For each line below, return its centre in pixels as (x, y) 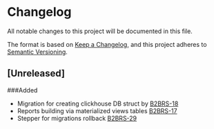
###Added (22, 90)
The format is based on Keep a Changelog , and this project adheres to (107, 44)
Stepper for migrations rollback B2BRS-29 (77, 118)
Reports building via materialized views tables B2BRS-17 (97, 110)
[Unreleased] (36, 73)
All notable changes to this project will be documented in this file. (100, 31)
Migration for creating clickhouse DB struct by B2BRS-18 (98, 103)
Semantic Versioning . (37, 52)
